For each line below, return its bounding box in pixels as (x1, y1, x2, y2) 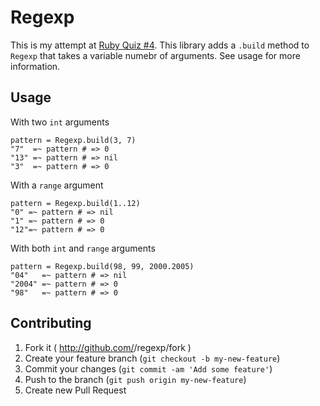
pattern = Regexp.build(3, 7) (10, 135, 137, 145)
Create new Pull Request (24, 384, 127, 396)
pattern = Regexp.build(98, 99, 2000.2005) (10, 261, 195, 271)
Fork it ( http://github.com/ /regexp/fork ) (24, 341, 192, 353)
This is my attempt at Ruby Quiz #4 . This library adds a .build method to (10, 39, 310, 51)
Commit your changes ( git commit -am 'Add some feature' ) (24, 362, 273, 375)
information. (10, 60, 61, 72)
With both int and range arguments (10, 242, 156, 254)
